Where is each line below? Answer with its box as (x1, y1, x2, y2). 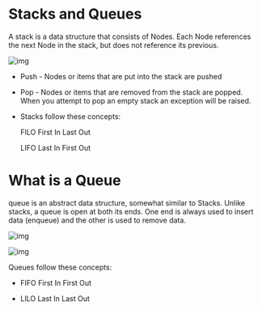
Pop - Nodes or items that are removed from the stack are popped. (19, 87, 243, 97)
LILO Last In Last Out (19, 293, 91, 304)
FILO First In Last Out (19, 127, 91, 137)
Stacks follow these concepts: (19, 111, 121, 121)
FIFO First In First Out (19, 278, 91, 287)
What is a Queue (8, 172, 121, 190)
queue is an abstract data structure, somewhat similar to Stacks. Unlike (8, 197, 245, 207)
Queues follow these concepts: (8, 262, 112, 272)
